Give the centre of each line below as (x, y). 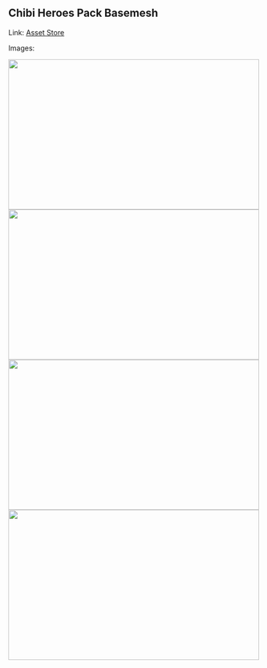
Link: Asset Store (36, 32)
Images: (22, 48)
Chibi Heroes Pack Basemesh (83, 13)
